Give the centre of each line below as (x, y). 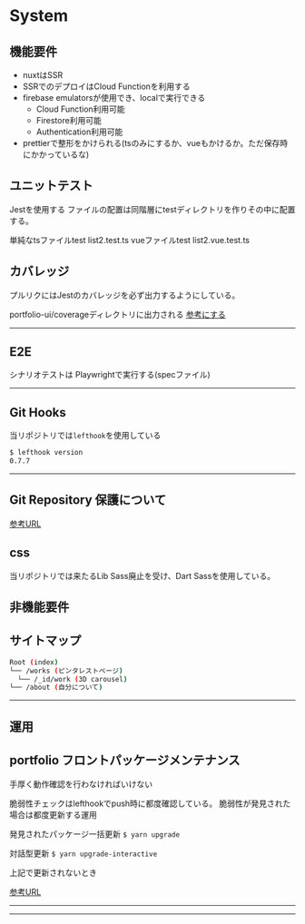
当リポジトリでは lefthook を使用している (85, 436)
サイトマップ (45, 641)
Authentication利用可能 (79, 132)
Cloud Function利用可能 (80, 109)
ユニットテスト (51, 186)
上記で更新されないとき (53, 872)
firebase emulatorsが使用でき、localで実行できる (114, 98)
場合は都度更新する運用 (53, 814)
